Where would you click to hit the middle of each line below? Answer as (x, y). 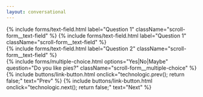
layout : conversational (36, 12)
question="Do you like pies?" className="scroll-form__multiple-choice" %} (101, 68)
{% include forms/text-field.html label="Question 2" (71, 48)
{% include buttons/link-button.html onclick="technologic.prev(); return (95, 74)
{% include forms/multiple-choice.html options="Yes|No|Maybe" (87, 61)
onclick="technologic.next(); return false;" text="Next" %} (79, 87)
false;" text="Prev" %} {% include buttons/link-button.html (79, 81)
